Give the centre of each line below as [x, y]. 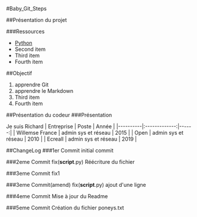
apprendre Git [32, 85]
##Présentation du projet [36, 20]
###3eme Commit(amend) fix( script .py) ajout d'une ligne [76, 185]
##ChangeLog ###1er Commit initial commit [60, 150]
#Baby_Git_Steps [27, 9]
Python [23, 43]
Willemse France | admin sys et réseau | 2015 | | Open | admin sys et [100, 133]
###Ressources [25, 31]
